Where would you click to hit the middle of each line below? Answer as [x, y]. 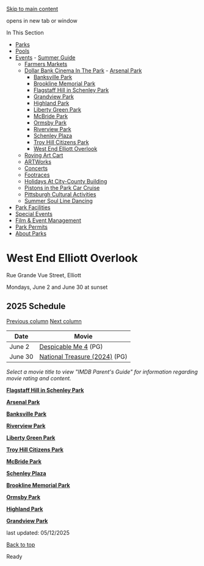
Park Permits [31, 227]
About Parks [31, 233]
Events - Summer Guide [45, 57]
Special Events [34, 214]
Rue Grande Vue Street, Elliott [44, 275]
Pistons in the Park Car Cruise [62, 188]
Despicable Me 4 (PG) [71, 346]
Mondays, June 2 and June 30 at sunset [57, 287]
